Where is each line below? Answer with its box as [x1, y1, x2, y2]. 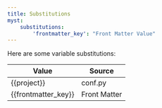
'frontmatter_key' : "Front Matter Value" [32, 30, 156, 37]
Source [89, 66, 114, 76]
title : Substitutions [7, 10, 71, 18]
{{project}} [11, 78, 46, 88]
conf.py [80, 78, 107, 88]
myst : [7, 17, 23, 24]
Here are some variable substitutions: [7, 49, 116, 58]
